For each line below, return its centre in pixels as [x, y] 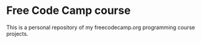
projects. [17, 33]
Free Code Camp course [69, 11]
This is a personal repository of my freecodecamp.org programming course [101, 27]
